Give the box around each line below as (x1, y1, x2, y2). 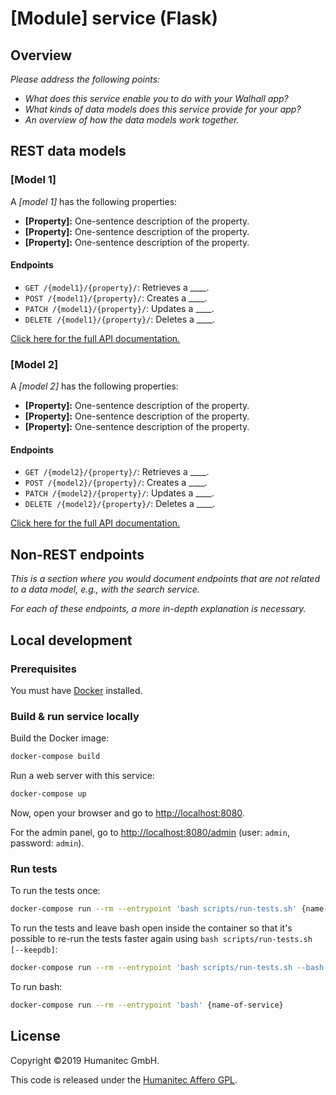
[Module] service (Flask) (10, 7, 219, 30)
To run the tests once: (10, 885, 101, 897)
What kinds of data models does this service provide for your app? (24, 103, 302, 115)
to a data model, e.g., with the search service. (10, 583, 200, 596)
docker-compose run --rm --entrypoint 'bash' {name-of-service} (10, 1000, 284, 1010)
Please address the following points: (10, 73, 161, 85)
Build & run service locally (10, 709, 140, 723)
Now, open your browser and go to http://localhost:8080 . (10, 807, 245, 819)
